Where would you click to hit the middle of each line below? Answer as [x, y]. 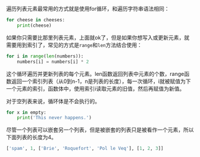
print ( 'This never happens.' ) [54, 118]
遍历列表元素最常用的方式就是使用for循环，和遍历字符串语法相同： [88, 9]
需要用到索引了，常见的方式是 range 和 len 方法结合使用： [74, 45]
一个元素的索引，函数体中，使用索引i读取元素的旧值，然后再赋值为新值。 [96, 88]
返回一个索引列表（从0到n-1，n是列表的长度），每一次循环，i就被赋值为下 [101, 81]
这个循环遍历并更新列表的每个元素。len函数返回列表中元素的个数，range [95, 73]
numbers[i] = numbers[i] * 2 [53, 62]
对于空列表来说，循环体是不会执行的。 [53, 101]
